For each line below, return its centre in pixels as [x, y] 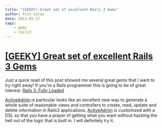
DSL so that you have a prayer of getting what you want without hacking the [81, 115]
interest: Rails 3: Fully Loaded [35, 90]
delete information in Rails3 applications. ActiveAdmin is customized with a [80, 110]
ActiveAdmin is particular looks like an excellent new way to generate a [76, 100]
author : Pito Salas [25, 14]
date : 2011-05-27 [23, 18]
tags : [10, 23]
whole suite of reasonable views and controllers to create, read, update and [81, 105]
